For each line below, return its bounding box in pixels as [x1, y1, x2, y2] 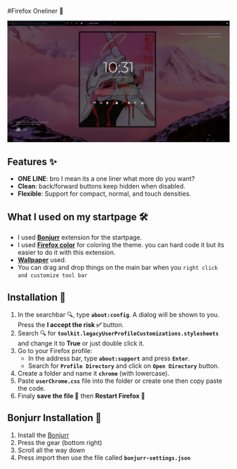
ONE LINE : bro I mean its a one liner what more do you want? [17, 174, 195, 183]
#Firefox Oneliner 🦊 [7, 7, 63, 15]
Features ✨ [7, 156, 57, 168]
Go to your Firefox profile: [17, 347, 93, 355]
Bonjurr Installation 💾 [7, 412, 102, 424]
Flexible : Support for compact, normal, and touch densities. [17, 189, 192, 198]
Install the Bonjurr [17, 431, 69, 439]
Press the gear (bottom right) [17, 438, 102, 446]
